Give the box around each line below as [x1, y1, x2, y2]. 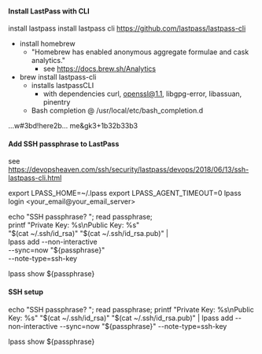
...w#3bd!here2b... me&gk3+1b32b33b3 [8, 121, 138, 131]
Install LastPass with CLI [8, 6, 90, 16]
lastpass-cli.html [8, 173, 62, 183]
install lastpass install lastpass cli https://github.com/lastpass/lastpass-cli [8, 24, 246, 33]
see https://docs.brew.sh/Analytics [42, 64, 156, 74]
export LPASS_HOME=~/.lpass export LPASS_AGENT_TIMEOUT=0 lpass [8, 189, 242, 198]
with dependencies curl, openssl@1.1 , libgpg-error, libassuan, [42, 89, 242, 98]
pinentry [42, 98, 71, 107]
